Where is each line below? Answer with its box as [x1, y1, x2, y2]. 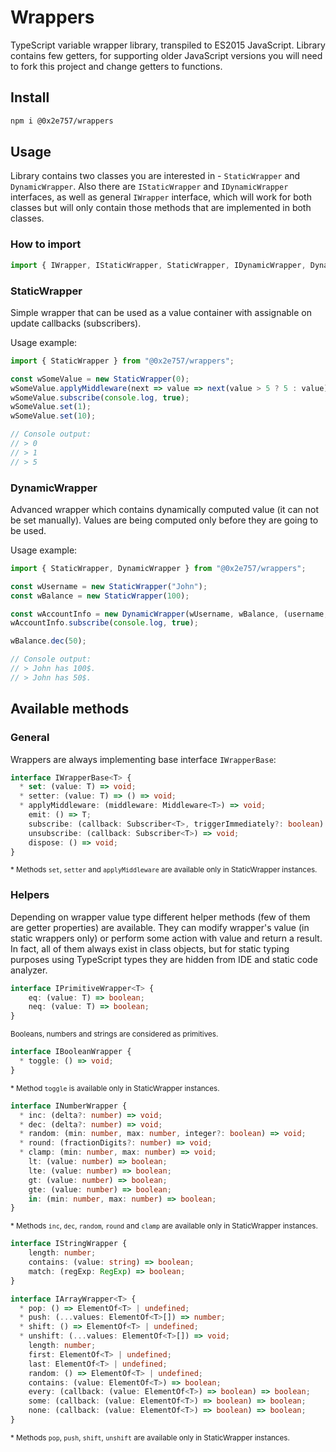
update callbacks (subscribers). [10, 317, 142, 329]
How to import [10, 237, 82, 251]
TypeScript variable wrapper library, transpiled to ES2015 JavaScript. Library [10, 39, 326, 51]
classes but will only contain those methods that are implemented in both [10, 202, 312, 214]
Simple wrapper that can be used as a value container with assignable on [10, 306, 313, 318]
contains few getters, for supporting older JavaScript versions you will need [10, 49, 323, 61]
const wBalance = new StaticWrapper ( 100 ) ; [10, 591, 190, 601]
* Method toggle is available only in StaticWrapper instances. [10, 1083, 220, 1093]
